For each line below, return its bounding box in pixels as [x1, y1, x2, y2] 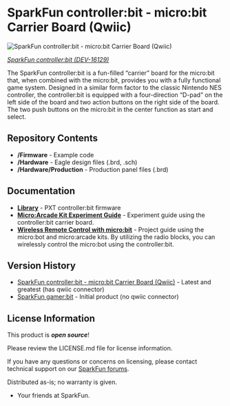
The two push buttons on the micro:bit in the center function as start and [7, 105, 213, 113]
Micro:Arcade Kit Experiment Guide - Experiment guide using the [17, 211, 205, 219]
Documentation [7, 185, 76, 197]
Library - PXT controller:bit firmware [17, 203, 121, 212]
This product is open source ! [7, 331, 90, 339]
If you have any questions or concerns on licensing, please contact [7, 357, 198, 365]
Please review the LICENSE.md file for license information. [7, 344, 173, 352]
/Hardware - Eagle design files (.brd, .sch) [17, 158, 138, 166]
